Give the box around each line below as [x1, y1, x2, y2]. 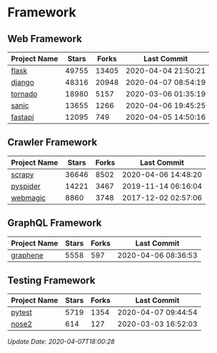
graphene [11, 250, 44, 260]
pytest [11, 307, 32, 317]
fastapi [11, 112, 34, 122]
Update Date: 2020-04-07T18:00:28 [7, 337, 116, 346]
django [11, 78, 34, 87]
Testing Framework [7, 275, 96, 287]
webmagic [11, 193, 46, 203]
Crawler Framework [7, 136, 98, 148]
